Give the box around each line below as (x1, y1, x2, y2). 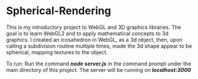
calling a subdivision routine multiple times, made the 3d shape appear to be (6, 42, 192, 50)
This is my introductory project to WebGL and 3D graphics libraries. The (6, 24, 181, 31)
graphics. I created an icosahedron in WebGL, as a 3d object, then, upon (6, 36, 183, 43)
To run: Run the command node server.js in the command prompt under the (6, 60, 191, 67)
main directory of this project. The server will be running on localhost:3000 (6, 66, 191, 73)
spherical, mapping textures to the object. (6, 48, 108, 55)
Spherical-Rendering (6, 4, 111, 18)
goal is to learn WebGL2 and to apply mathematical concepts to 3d (6, 29, 169, 37)
